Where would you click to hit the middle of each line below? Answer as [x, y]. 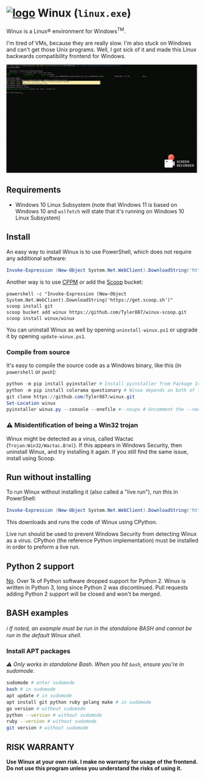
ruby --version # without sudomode [52, 722]
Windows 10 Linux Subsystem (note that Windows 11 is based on [96, 204]
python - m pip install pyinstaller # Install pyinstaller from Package [99, 383]
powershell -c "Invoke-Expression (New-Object [67, 294]
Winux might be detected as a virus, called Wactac [70, 439]
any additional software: [37, 258]
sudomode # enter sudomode [41, 683]
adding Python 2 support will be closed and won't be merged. [84, 594]
